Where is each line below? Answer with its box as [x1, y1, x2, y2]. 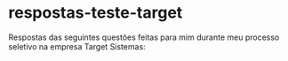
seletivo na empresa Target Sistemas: [8, 41, 146, 51]
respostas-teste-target [8, 3, 183, 23]
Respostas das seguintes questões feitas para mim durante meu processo [8, 32, 280, 42]
